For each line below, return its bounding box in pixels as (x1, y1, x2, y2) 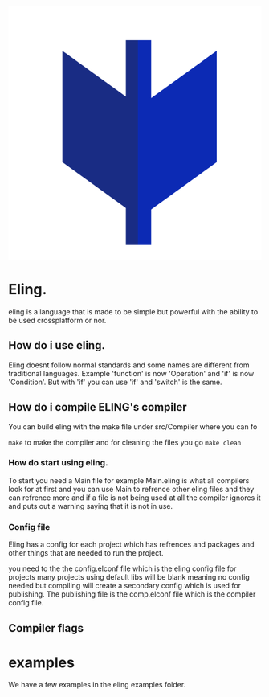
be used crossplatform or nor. (8, 315, 107, 325)
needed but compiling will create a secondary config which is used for (8, 581, 242, 591)
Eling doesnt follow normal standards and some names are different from (8, 360, 251, 370)
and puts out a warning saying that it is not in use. (8, 501, 173, 510)
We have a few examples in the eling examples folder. (8, 680, 186, 690)
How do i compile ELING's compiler (8, 400, 187, 414)
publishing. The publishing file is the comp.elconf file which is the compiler (8, 589, 256, 599)
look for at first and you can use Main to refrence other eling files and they (8, 484, 255, 494)
